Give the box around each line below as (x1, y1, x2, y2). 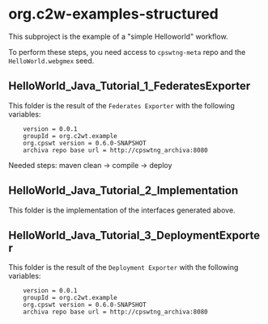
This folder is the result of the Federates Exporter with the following (8, 100, 235, 110)
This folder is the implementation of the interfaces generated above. (8, 205, 236, 215)
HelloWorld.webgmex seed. (8, 56, 95, 65)
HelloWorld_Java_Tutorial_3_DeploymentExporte (8, 228, 261, 242)
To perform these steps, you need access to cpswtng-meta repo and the (8, 47, 246, 57)
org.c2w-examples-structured (8, 5, 219, 23)
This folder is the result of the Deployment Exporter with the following (8, 263, 239, 272)
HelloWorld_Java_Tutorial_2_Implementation (8, 183, 239, 198)
